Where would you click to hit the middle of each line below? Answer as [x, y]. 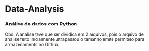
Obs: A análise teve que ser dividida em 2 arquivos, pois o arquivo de [74, 34]
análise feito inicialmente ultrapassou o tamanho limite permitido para [75, 39]
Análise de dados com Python [41, 24]
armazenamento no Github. [32, 45]
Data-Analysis [35, 9]
